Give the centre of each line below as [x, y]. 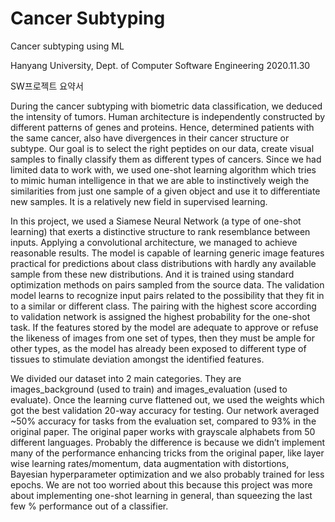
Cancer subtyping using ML [67, 46]
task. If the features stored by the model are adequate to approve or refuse [164, 327]
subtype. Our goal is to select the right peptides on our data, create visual [162, 148]
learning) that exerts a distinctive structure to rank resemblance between [160, 231]
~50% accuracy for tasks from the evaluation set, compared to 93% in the [163, 421]
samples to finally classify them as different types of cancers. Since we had [166, 159]
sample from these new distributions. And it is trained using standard [152, 274]
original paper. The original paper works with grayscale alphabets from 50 [163, 431]
